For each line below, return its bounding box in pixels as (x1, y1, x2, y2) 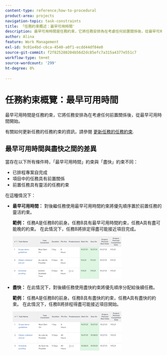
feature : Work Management (5, 40, 59, 45)
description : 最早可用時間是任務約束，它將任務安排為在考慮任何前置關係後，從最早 (5, 29, 157, 34)
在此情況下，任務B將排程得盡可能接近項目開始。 (22, 301, 121, 307)
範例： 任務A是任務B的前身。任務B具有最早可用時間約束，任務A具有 (12, 219, 152, 226)
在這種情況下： (5, 192, 36, 198)
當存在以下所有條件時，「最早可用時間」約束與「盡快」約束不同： (5, 159, 138, 165)
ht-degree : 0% (5, 66, 35, 71)
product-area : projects (5, 13, 55, 18)
